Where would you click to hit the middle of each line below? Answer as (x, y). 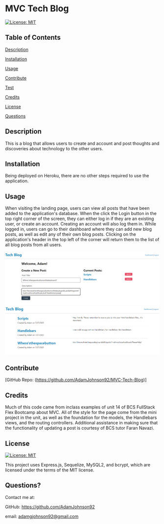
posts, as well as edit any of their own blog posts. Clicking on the (70, 234)
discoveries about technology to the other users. (54, 148)
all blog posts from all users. (34, 245)
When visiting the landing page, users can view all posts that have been (77, 208)
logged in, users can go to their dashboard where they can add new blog (79, 229)
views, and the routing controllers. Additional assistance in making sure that (82, 423)
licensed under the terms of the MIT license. (50, 470)
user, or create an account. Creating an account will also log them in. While (81, 224)
